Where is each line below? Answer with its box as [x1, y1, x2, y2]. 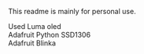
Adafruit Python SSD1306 [8, 31, 91, 39]
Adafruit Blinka [8, 38, 57, 48]
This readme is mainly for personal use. [8, 7, 136, 16]
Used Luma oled [8, 22, 61, 31]
